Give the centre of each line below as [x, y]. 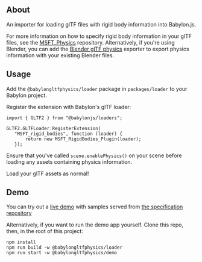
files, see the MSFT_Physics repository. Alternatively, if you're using [90, 42]
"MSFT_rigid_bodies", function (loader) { [68, 134]
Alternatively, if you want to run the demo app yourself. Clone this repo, [95, 225]
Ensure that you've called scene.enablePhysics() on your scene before [94, 155]
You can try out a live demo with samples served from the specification [95, 207]
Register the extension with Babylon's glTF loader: [69, 107]
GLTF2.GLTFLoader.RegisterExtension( [54, 128]
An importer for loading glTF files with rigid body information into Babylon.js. [101, 24]
